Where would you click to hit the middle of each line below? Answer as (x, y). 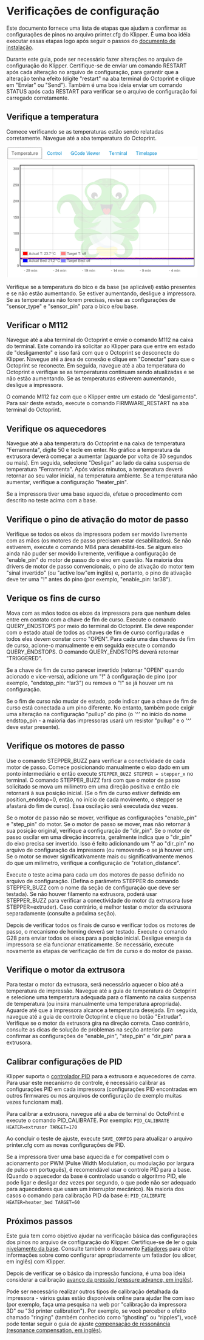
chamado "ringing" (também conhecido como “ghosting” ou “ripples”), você (102, 1318)
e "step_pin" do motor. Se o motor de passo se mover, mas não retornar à (98, 824)
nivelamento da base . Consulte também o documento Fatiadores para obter (101, 1249)
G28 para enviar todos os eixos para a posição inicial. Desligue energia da (99, 938)
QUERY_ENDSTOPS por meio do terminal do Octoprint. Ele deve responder (100, 626)
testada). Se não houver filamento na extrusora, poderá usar (82, 894)
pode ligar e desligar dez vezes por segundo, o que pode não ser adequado (101, 1183)
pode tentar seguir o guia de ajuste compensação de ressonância (88, 1324)
